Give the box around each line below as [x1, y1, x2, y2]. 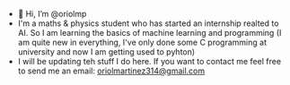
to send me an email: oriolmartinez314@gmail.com [17, 65, 206, 76]
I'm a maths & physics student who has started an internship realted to [17, 18, 279, 29]
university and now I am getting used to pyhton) [17, 47, 196, 57]
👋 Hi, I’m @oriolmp [17, 9, 87, 19]
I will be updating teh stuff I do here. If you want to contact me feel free [17, 56, 281, 66]
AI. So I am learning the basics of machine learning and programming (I [17, 28, 282, 38]
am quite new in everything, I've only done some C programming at [17, 37, 268, 47]
